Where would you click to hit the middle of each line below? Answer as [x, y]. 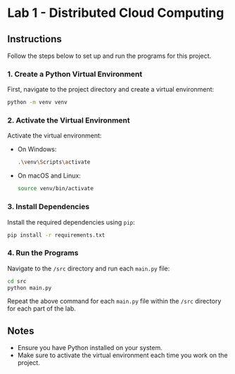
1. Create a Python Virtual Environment [75, 74]
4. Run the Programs [43, 253]
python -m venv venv [38, 102]
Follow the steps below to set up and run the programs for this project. [109, 56]
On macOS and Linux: [49, 176]
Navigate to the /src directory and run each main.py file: [89, 268]
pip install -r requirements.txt [56, 235]
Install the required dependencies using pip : [71, 222]
